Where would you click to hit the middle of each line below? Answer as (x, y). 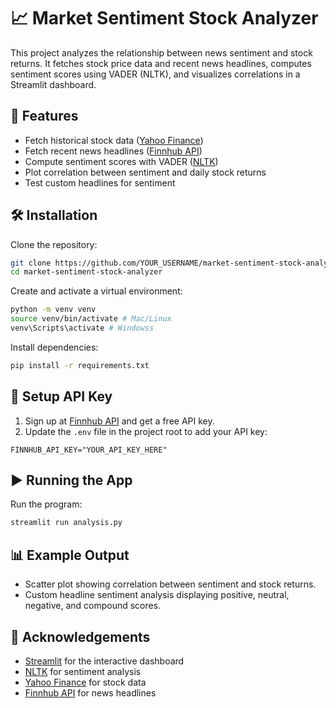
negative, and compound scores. (93, 606)
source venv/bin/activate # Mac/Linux (91, 319)
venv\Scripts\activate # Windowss (82, 328)
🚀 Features (44, 116)
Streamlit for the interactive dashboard (104, 661)
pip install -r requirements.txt (80, 365)
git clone (31, 263)
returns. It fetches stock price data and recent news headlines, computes (161, 63)
